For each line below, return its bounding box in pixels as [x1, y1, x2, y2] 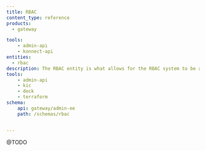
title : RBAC [6, 9, 37, 15]
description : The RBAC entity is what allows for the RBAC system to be [6, 65, 196, 72]
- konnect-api [17, 48, 53, 55]
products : [6, 20, 32, 26]
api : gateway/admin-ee [17, 105, 75, 111]
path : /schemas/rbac [17, 111, 70, 117]
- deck [17, 88, 34, 95]
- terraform [17, 94, 48, 100]
